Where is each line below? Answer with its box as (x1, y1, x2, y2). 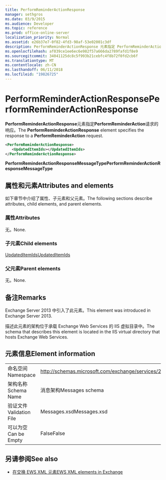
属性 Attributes (5, 214, 41, 221)
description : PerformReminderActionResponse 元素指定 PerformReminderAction (5, 44, 164, 49)
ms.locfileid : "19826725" (5, 72, 58, 77)
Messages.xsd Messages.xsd (40, 408, 108, 415)
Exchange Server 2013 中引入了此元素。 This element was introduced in (5, 307, 151, 313)
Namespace (7, 371, 36, 378)
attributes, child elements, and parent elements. (5, 201, 102, 207)
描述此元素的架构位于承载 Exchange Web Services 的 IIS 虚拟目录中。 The (5, 323, 155, 329)
